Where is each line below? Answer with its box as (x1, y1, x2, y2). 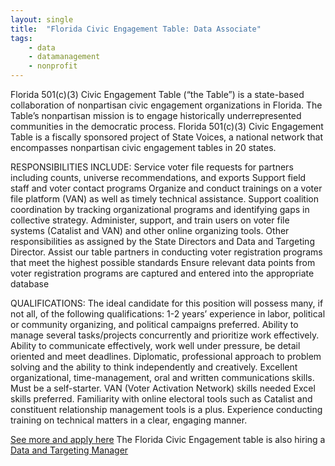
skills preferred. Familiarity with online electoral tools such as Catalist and (10, 393, 313, 405)
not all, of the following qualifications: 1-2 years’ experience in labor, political (10, 308, 326, 320)
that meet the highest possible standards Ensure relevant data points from (10, 257, 316, 268)
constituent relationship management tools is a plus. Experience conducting (10, 404, 323, 415)
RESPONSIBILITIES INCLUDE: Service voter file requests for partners (10, 161, 294, 173)
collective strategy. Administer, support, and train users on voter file (10, 214, 290, 226)
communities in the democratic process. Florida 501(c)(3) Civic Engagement (10, 121, 324, 132)
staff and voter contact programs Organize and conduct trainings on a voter (10, 182, 323, 194)
